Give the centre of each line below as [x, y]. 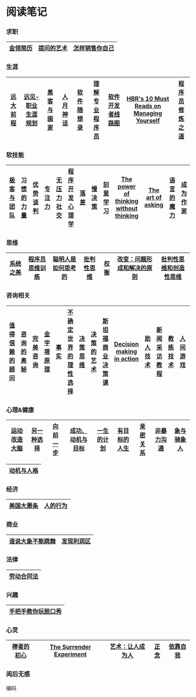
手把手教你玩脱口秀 [36, 612]
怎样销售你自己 [94, 49]
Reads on [148, 106]
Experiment [70, 654]
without [127, 208]
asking [154, 205]
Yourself [148, 121]
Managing [148, 113]
